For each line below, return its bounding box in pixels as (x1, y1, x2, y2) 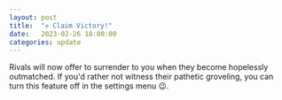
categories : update (9, 37, 82, 47)
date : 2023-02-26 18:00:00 (9, 29, 117, 38)
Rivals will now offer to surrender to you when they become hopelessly (9, 62, 269, 73)
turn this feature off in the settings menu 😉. (9, 81, 169, 91)
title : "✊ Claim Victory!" (9, 21, 113, 30)
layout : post (9, 12, 58, 22)
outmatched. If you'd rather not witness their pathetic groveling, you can (9, 72, 274, 82)
